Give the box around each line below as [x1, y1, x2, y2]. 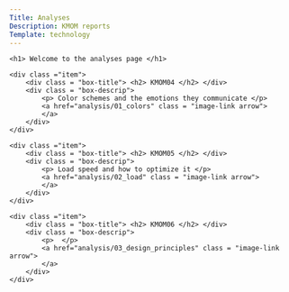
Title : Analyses [9, 13, 70, 23]
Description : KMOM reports [9, 22, 111, 31]
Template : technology [9, 30, 91, 39]
